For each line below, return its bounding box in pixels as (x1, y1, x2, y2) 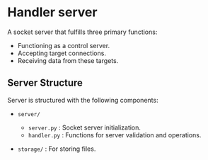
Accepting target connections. (17, 49, 106, 57)
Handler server (7, 4, 98, 21)
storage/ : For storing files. (17, 144, 96, 153)
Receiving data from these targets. (17, 56, 119, 64)
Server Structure (7, 77, 83, 89)
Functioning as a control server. (17, 41, 110, 50)
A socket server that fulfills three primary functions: (7, 28, 158, 36)
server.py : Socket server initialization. (28, 123, 141, 132)
